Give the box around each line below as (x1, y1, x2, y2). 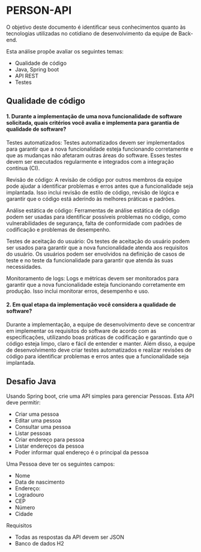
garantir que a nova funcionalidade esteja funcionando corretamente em (6, 281, 185, 288)
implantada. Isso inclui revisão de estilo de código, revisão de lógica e (6, 188, 179, 196)
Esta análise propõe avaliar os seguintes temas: (6, 47, 124, 55)
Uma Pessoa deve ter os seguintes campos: (6, 460, 115, 467)
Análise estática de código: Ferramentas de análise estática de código (6, 206, 180, 214)
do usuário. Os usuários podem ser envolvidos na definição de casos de (6, 250, 185, 257)
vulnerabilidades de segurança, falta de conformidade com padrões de (6, 220, 182, 227)
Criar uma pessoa (14, 410, 59, 418)
